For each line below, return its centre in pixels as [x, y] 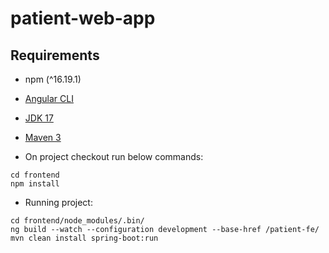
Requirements [55, 55]
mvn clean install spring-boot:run [84, 238]
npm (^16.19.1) [53, 79]
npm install [35, 184]
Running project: [58, 202]
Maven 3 [43, 137]
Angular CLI [49, 98]
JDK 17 [39, 118]
